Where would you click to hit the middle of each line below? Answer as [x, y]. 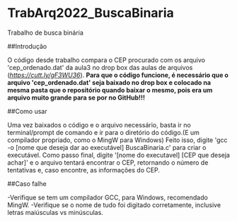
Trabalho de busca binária [45, 33]
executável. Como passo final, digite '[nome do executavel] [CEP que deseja [118, 155]
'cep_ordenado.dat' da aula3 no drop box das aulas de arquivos [100, 67]
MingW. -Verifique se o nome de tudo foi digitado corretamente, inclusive [114, 205]
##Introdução [27, 46]
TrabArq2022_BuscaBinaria [91, 13]
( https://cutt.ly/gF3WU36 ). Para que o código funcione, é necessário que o [118, 75]
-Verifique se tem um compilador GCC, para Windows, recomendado [108, 197]
